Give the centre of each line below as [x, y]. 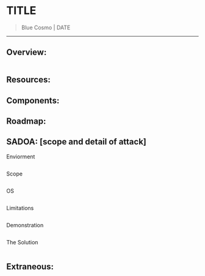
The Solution [22, 242]
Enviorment [21, 157]
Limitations [20, 208]
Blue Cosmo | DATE [46, 27]
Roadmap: [26, 121]
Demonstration [25, 225]
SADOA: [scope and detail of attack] [76, 142]
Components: [33, 100]
